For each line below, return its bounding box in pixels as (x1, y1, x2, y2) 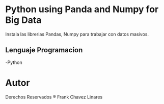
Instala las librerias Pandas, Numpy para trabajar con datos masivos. (5, 31, 149, 37)
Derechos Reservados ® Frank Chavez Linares (5, 94, 103, 100)
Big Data (5, 14, 42, 26)
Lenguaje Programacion (5, 46, 83, 54)
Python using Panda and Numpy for (5, 4, 159, 15)
